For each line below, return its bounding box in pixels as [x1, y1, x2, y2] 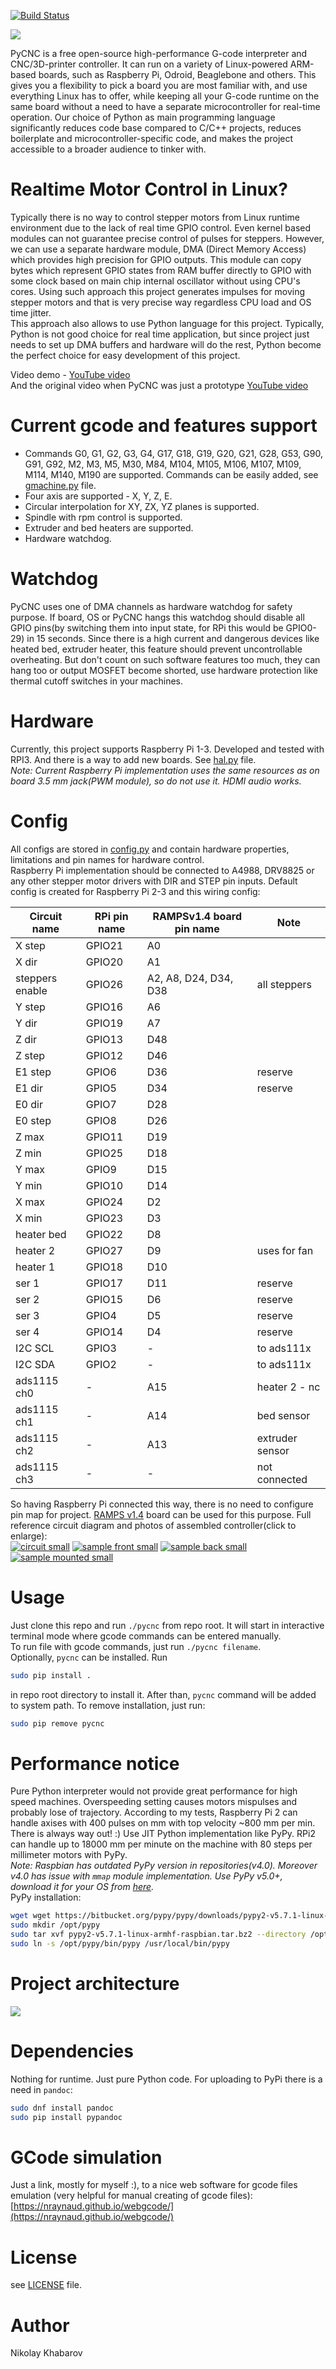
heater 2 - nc [256, 1380, 321, 1394]
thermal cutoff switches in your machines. [10, 675, 184, 687]
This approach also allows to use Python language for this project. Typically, [10, 317, 325, 329]
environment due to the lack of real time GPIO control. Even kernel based [10, 221, 312, 234]
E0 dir [15, 1097, 43, 1111]
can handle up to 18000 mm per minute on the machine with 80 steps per [10, 1838, 313, 1850]
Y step [15, 1000, 46, 1014]
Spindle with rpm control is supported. [24, 511, 183, 523]
